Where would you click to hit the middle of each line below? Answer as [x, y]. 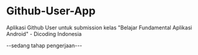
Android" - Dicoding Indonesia [44, 33]
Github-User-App [51, 11]
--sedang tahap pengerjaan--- [44, 45]
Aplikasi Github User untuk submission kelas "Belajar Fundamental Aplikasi [99, 27]
